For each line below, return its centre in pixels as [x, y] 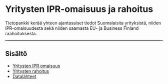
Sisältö [16, 54]
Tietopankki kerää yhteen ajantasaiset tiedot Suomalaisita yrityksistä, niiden [83, 23]
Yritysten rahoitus [30, 71]
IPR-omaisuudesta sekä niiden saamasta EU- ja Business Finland [72, 28]
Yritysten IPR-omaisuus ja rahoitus [79, 9]
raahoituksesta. [21, 33]
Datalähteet [24, 76]
